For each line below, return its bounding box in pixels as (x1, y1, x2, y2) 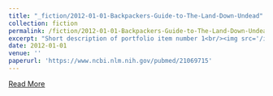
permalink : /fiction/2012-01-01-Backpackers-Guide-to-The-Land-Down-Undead (8, 27, 271, 35)
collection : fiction (8, 19, 79, 27)
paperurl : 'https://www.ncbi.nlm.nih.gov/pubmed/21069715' (8, 57, 213, 65)
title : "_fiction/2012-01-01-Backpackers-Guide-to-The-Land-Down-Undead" (8, 11, 264, 20)
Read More (8, 78, 45, 89)
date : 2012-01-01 (8, 42, 67, 50)
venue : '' (8, 49, 42, 57)
